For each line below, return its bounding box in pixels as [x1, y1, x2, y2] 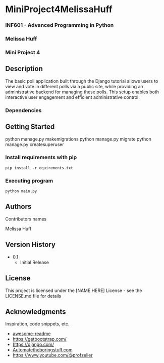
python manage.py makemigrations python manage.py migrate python [5, 136, 151, 142]
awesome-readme [12, 331, 51, 337]
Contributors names [5, 215, 47, 222]
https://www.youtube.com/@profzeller [12, 352, 93, 358]
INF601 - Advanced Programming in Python [5, 22, 114, 29]
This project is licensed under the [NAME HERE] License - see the [5, 287, 142, 294]
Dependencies [5, 106, 42, 114]
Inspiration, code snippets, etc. [5, 321, 70, 327]
